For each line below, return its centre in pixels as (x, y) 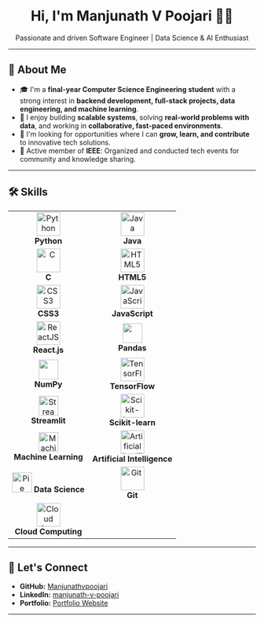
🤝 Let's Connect (48, 568)
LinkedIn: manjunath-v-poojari (69, 595)
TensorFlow (132, 386)
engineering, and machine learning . (79, 108)
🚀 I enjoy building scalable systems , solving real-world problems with (134, 117)
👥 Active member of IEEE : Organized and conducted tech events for (129, 150)
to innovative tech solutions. (65, 142)
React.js (48, 350)
